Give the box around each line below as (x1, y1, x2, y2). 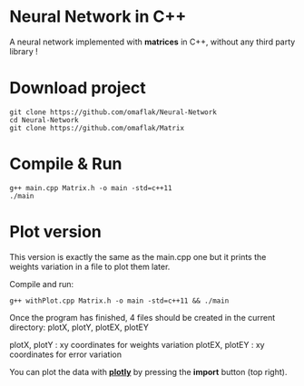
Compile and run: (9, 278, 74, 289)
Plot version (9, 222, 103, 242)
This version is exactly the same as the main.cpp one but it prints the (9, 251, 267, 262)
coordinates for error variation (9, 349, 123, 360)
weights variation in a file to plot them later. (9, 261, 171, 272)
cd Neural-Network (9, 115, 79, 124)
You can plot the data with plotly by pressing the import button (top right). (9, 366, 288, 377)
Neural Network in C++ (9, 6, 187, 27)
